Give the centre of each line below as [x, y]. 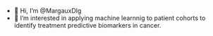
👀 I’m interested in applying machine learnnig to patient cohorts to [110, 18]
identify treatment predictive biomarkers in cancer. [87, 25]
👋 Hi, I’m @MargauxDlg [48, 11]
